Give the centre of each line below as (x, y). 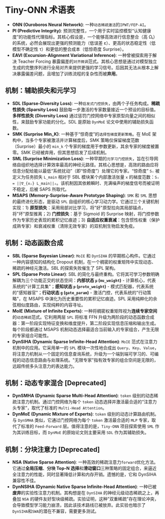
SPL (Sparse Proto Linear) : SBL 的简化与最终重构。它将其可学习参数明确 (86, 274)
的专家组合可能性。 (32, 335)
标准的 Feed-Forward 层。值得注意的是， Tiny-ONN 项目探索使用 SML (87, 426)
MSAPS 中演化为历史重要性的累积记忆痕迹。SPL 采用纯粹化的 (91, 298)
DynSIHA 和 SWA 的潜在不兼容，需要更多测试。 (55, 511)
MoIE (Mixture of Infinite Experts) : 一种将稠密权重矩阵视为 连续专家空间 (85, 311)
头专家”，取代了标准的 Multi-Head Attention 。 (59, 408)
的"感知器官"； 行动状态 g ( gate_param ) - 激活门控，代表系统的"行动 (80, 292)
